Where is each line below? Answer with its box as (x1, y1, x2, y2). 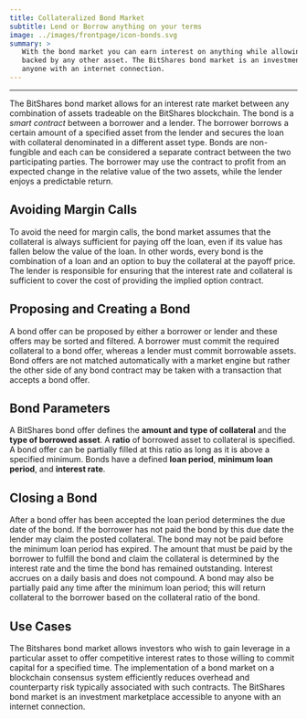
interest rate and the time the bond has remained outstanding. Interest (9, 563, 273, 574)
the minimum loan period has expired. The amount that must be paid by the (9, 544, 293, 555)
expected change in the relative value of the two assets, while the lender (9, 165, 283, 176)
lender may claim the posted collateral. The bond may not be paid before (9, 534, 284, 545)
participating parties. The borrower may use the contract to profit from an (9, 156, 287, 167)
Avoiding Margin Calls (9, 202, 137, 217)
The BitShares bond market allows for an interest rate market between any (9, 98, 290, 109)
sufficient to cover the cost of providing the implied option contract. (9, 275, 264, 286)
